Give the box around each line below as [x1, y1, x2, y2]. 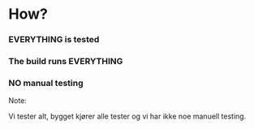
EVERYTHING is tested [8, 34, 100, 45]
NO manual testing [8, 77, 84, 88]
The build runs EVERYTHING [8, 56, 123, 67]
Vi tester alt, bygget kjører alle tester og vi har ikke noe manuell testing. [8, 111, 247, 122]
